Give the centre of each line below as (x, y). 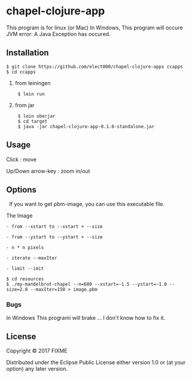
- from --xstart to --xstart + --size (54, 227)
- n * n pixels (25, 248)
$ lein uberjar (36, 116)
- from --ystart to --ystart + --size (54, 237)
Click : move (22, 159)
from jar (25, 105)
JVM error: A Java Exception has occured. (58, 34)
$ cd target (33, 121)
